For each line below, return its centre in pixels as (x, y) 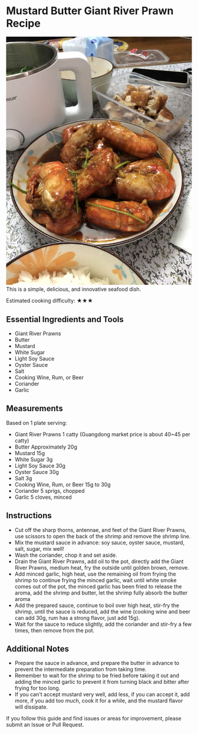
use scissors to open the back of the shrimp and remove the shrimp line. (103, 536)
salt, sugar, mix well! (39, 548)
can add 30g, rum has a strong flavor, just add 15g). (77, 618)
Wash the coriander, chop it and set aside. (66, 555)
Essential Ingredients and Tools (65, 319)
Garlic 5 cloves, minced (43, 497)
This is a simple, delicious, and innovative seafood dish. (74, 289)
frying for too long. (37, 688)
